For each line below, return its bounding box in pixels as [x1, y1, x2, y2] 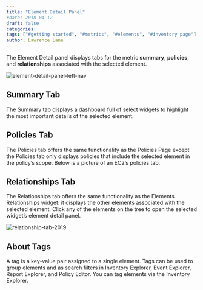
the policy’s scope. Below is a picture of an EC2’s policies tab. [6, 159, 161, 166]
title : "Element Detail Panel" [6, 9, 85, 15]
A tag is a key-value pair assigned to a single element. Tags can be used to [6, 258, 193, 265]
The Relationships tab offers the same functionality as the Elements [6, 193, 175, 200]
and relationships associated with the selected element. [6, 60, 147, 67]
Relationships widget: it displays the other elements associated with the [6, 199, 185, 207]
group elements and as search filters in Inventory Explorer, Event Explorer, [6, 264, 191, 271]
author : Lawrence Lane [6, 37, 64, 43]
